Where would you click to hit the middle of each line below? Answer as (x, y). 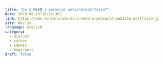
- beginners (22, 50)
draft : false (18, 54)
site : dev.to (18, 23)
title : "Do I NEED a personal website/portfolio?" (57, 9)
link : (10, 18)
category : (15, 32)
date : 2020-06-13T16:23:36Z (33, 14)
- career (18, 41)
